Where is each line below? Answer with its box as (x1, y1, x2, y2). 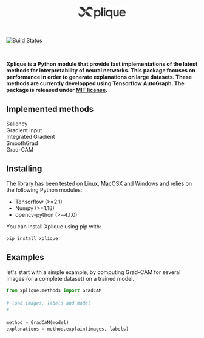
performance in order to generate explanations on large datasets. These (6, 73, 192, 81)
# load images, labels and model (6, 300, 91, 306)
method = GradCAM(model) (6, 319, 69, 325)
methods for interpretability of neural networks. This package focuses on (6, 67, 196, 74)
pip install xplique (6, 235, 59, 241)
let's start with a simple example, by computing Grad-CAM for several (6, 268, 181, 276)
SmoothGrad (6, 139, 38, 147)
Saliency (6, 120, 28, 127)
